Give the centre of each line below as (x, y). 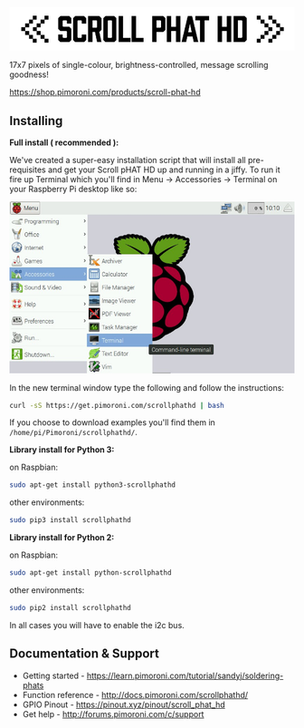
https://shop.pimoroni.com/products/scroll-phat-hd (105, 92)
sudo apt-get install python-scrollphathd (90, 573)
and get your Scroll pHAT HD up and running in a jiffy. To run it (164, 170)
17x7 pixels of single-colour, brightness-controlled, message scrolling (139, 65)
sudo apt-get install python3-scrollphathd (93, 485)
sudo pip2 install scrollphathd (70, 608)
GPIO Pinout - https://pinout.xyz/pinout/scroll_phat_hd (124, 704)
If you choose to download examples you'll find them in (112, 422)
